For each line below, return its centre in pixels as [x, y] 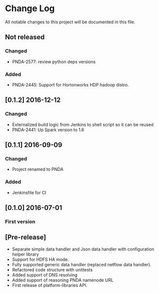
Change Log [30, 9]
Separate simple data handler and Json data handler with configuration [83, 249]
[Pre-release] [25, 237]
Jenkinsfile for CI [29, 192]
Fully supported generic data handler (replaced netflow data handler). [82, 264]
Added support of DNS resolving [45, 275]
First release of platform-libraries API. [49, 285]
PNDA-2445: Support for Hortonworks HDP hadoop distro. [71, 85]
